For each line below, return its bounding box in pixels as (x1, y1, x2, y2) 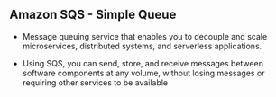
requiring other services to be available (22, 76, 169, 88)
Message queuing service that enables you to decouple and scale (22, 31, 268, 41)
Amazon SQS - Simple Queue (9, 7, 177, 22)
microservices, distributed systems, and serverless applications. (22, 40, 262, 51)
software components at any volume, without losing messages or (22, 67, 265, 78)
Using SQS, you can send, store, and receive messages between (22, 57, 264, 68)
